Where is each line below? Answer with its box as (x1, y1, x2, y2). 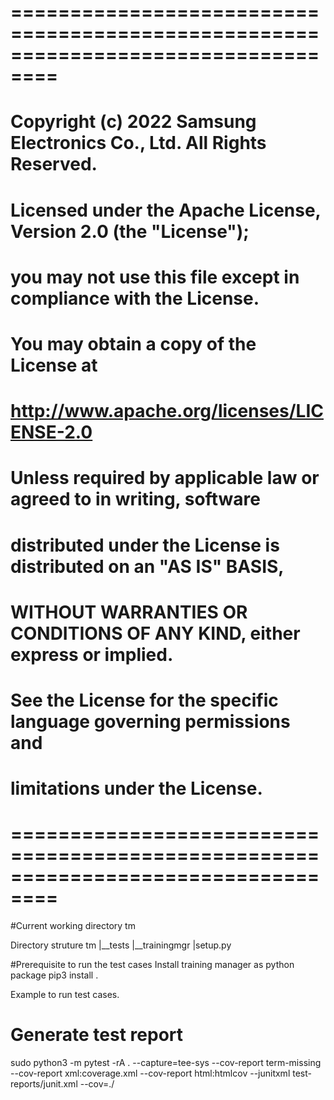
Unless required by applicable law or (10, 467, 320, 490)
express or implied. (10, 643, 174, 666)
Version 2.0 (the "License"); (10, 220, 250, 243)
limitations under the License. (10, 777, 263, 800)
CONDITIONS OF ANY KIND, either (10, 622, 301, 645)
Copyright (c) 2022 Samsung (10, 111, 257, 133)
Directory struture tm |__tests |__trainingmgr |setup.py (10, 939, 232, 951)
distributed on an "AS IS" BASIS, (10, 555, 285, 578)
